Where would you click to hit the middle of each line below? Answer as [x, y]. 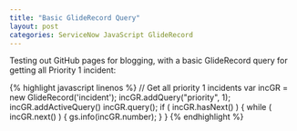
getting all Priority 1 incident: [63, 70]
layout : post [34, 26]
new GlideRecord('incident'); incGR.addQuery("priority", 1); [120, 97]
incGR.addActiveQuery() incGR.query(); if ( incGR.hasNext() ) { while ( [141, 107]
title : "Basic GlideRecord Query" [75, 18]
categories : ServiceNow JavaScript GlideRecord [102, 35]
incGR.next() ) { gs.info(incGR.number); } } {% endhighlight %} [127, 117]
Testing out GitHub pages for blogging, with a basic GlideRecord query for [149, 61]
